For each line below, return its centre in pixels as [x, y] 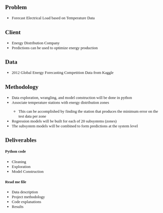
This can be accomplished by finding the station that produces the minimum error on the [88, 111]
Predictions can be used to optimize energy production [55, 48]
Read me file [16, 181]
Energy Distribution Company [36, 43]
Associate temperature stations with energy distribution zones [61, 102]
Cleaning [19, 161]
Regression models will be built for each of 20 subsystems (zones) [64, 121]
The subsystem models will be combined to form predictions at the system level [75, 126]
